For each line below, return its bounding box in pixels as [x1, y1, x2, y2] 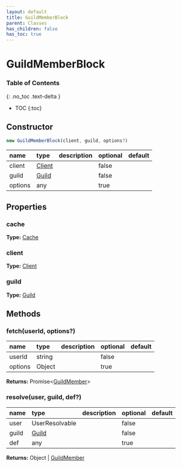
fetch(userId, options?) [6, 327, 75, 335]
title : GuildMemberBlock [6, 14, 69, 21]
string [36, 353, 53, 361]
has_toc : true [6, 31, 42, 37]
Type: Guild [6, 291, 36, 298]
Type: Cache [6, 233, 39, 240]
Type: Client [6, 262, 37, 269]
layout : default [6, 8, 47, 15]
